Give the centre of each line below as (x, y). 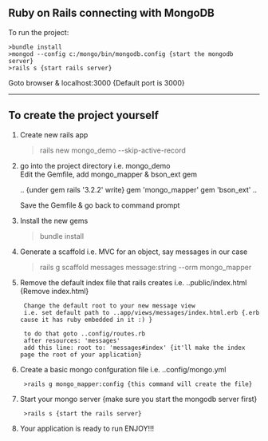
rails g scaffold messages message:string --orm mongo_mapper (146, 267)
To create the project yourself (84, 115)
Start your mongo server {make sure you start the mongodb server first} (138, 399)
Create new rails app (54, 134)
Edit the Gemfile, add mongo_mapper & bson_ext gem (108, 174)
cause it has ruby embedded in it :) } (86, 320)
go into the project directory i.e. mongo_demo (95, 165)
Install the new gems (54, 220)
